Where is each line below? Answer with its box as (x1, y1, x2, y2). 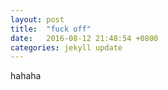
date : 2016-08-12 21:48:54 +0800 (10, 33, 159, 43)
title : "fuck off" (10, 24, 92, 34)
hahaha (10, 70, 42, 82)
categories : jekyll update (10, 42, 123, 53)
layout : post (10, 14, 65, 25)
